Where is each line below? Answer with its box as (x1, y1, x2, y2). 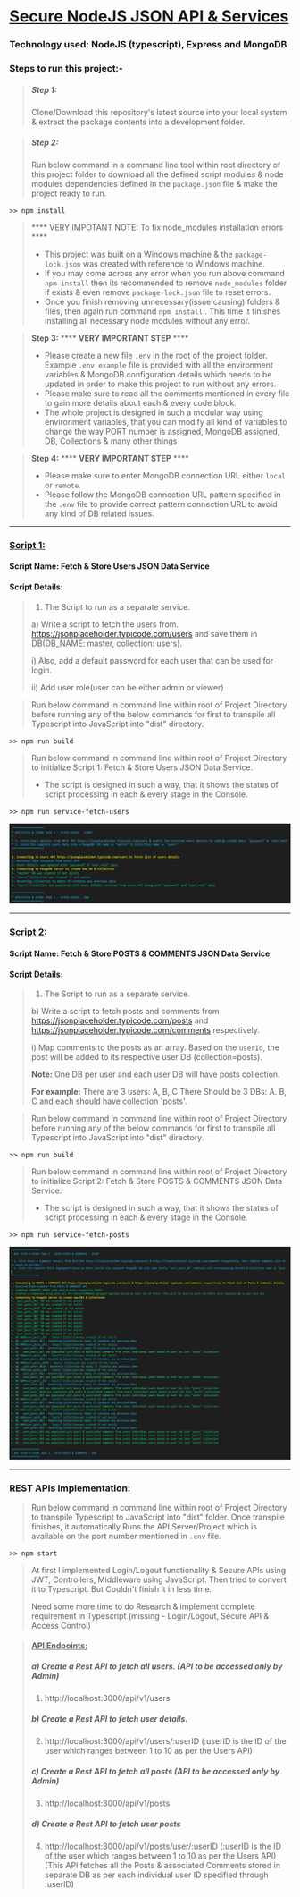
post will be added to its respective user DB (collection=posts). (30, 1052, 263, 1063)
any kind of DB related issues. (44, 508, 154, 519)
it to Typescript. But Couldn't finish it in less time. (30, 1583, 212, 1594)
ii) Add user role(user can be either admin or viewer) (30, 682, 224, 692)
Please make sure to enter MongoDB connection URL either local (44, 470, 287, 480)
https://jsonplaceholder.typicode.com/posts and (30, 1015, 209, 1026)
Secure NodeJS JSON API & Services (9, 6, 289, 27)
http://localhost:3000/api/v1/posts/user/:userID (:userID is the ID (44, 1841, 282, 1852)
